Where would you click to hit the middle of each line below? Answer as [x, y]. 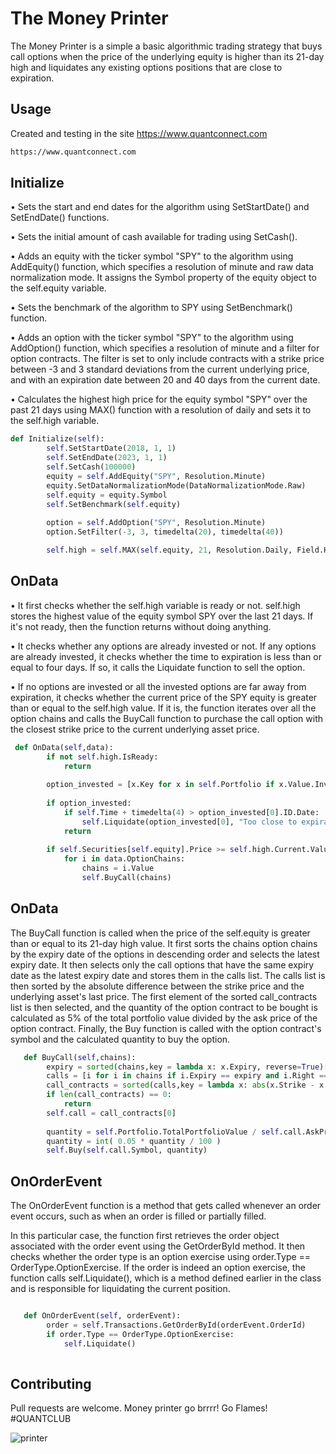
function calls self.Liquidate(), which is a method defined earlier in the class [166, 1278]
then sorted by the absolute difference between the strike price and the [157, 986]
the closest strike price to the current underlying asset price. [135, 729]
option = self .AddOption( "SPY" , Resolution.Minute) [156, 523]
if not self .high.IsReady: [102, 757]
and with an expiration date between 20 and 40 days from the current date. [165, 380]
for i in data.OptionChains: [124, 859]
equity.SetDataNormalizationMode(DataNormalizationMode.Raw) [176, 485]
